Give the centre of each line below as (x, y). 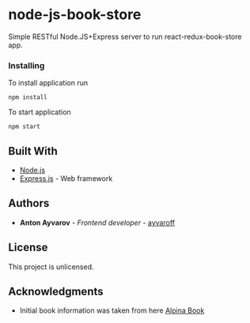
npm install (28, 98)
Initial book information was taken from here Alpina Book (112, 310)
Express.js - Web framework (66, 179)
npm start (25, 127)
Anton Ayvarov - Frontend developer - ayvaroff (97, 222)
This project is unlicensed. (51, 267)
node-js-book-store (75, 15)
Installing (27, 65)
